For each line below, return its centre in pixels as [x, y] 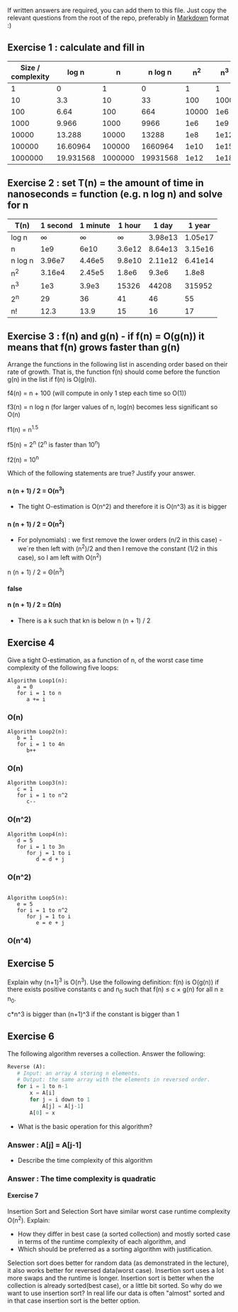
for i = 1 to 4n [41, 744]
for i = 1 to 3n [41, 846]
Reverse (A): [27, 1066]
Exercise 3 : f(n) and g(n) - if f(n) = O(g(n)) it [106, 336]
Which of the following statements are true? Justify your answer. [102, 473]
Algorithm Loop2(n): [38, 731]
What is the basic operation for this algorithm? [85, 1127]
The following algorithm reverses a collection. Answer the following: [106, 1053]
